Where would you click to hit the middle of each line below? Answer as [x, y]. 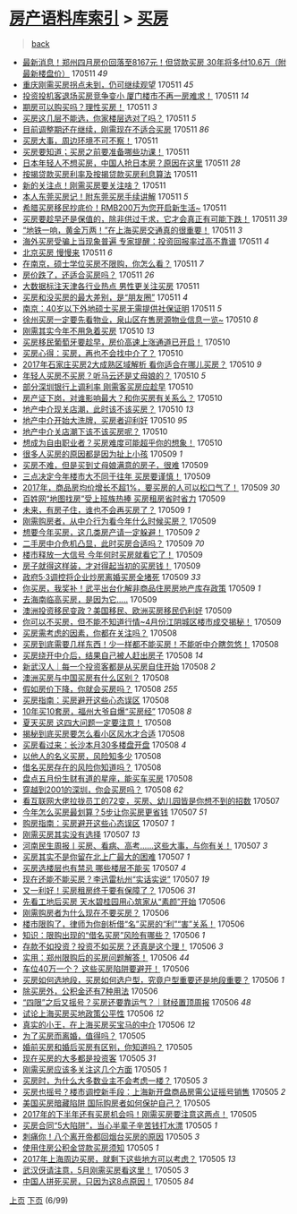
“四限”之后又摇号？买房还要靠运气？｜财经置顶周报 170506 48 [136, 1002]
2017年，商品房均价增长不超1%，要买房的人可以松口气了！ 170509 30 [151, 487]
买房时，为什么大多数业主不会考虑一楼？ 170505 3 [115, 1081]
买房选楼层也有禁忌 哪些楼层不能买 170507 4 [104, 868]
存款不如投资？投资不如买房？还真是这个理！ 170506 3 [123, 946]
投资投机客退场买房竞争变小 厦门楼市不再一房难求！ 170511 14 [136, 96]
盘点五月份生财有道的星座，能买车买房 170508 [107, 778]
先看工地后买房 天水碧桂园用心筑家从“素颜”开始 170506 [124, 902]
